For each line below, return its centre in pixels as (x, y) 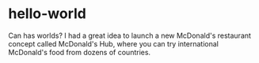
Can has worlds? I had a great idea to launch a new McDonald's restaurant (130, 35)
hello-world (48, 14)
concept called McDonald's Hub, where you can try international (114, 43)
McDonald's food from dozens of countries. (80, 52)
